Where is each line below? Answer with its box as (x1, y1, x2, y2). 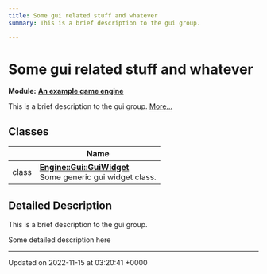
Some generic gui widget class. (39, 172, 157, 183)
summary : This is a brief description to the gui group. (8, 19, 201, 27)
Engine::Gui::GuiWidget (39, 162, 130, 173)
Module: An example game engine (8, 87, 124, 96)
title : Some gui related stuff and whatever (8, 11, 158, 20)
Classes (8, 125, 49, 138)
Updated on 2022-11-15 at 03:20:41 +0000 (8, 258, 149, 268)
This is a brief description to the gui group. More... (8, 102, 173, 111)
